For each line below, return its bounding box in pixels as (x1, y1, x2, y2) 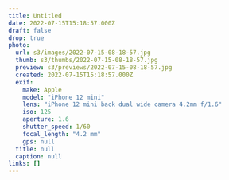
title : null (15, 145, 56, 153)
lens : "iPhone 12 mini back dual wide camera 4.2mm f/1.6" (22, 100, 223, 108)
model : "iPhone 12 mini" (22, 93, 105, 101)
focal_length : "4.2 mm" (22, 130, 102, 138)
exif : (15, 78, 34, 86)
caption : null (15, 152, 62, 160)
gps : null (22, 137, 56, 146)
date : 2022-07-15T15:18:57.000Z (8, 19, 115, 27)
